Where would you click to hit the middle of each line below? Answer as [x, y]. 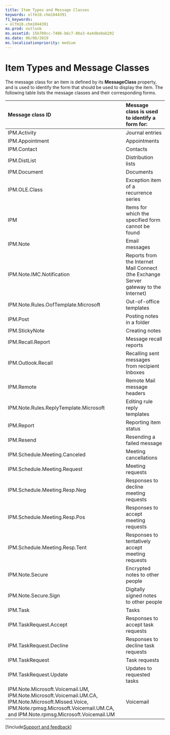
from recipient [142, 366]
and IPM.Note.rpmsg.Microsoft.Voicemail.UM [61, 714]
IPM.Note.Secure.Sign [34, 595]
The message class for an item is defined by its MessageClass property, [81, 82]
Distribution [139, 157]
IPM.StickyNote [26, 330]
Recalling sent [142, 353]
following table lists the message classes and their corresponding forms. [81, 93]
